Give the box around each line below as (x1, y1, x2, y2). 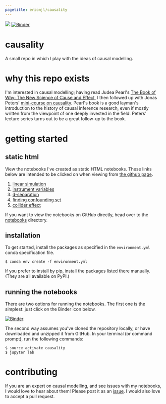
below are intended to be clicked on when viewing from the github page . (5, 171, 153, 177)
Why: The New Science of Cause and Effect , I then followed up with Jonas (5, 94, 157, 100)
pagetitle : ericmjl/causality (5, 7, 68, 12)
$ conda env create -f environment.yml (5, 259, 88, 264)
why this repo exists (5, 73, 90, 84)
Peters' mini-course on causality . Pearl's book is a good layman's (5, 100, 139, 106)
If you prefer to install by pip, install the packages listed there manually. (5, 268, 151, 274)
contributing (5, 366, 58, 378)
